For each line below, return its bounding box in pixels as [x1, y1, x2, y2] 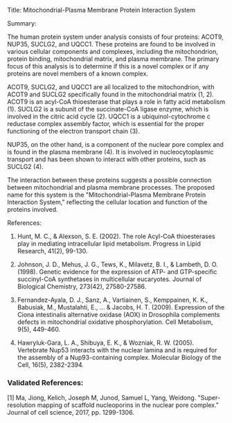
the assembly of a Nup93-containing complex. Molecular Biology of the [17, 353, 222, 361]
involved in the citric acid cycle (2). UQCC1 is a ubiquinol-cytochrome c [7, 112, 211, 120]
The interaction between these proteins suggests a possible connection [7, 176, 212, 184]
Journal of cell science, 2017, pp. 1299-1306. [7, 408, 135, 417]
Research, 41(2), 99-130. [17, 247, 88, 255]
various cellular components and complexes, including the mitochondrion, [7, 48, 218, 55]
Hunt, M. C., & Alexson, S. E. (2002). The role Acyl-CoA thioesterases [17, 232, 216, 240]
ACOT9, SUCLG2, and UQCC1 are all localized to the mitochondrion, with [7, 83, 215, 91]
